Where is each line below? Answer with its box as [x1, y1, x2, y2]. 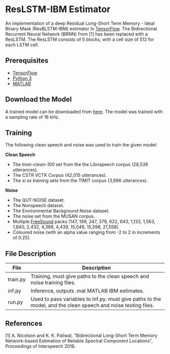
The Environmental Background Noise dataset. [12, 208, 110, 214]
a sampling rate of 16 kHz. [5, 114, 60, 120]
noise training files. [30, 279, 76, 286]
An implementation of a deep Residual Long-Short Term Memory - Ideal [5, 20, 155, 26]
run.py [8, 299, 23, 306]
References [5, 319, 42, 328]
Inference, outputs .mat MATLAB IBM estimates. [30, 287, 144, 294]
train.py [8, 276, 26, 283]
